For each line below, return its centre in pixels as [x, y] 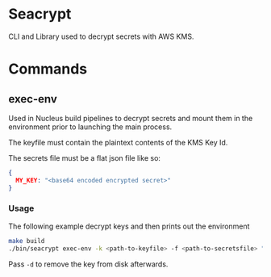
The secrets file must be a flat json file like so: [85, 157]
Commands [48, 69]
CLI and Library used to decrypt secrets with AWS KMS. [101, 36]
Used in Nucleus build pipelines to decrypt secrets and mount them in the [131, 118]
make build [27, 241]
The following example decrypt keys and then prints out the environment [129, 226]
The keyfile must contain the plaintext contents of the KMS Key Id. [118, 142]
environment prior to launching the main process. [90, 127]
